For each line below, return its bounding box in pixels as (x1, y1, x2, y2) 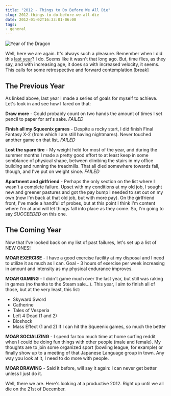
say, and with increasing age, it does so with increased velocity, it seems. (5, 61, 160, 68)
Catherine (12, 301, 34, 307)
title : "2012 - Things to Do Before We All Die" (5, 7, 111, 13)
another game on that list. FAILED (5, 137, 76, 143)
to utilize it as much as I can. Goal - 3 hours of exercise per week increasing (5, 260, 165, 266)
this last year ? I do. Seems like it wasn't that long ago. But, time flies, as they (5, 56, 166, 62)
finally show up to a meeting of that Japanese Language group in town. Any (5, 349, 165, 356)
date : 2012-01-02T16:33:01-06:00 (5, 17, 77, 22)
